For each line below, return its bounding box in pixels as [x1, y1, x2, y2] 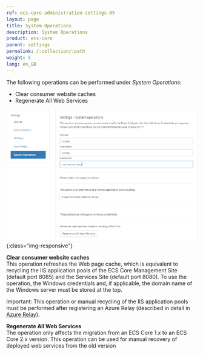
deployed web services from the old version [6, 342, 116, 350]
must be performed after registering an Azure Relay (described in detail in [6, 305, 191, 312]
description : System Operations [6, 29, 88, 35]
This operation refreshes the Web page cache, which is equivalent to [6, 260, 179, 267]
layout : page [6, 16, 39, 22]
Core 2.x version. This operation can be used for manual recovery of [6, 336, 178, 343]
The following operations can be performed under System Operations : [6, 78, 182, 86]
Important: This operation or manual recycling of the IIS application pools [6, 298, 188, 305]
